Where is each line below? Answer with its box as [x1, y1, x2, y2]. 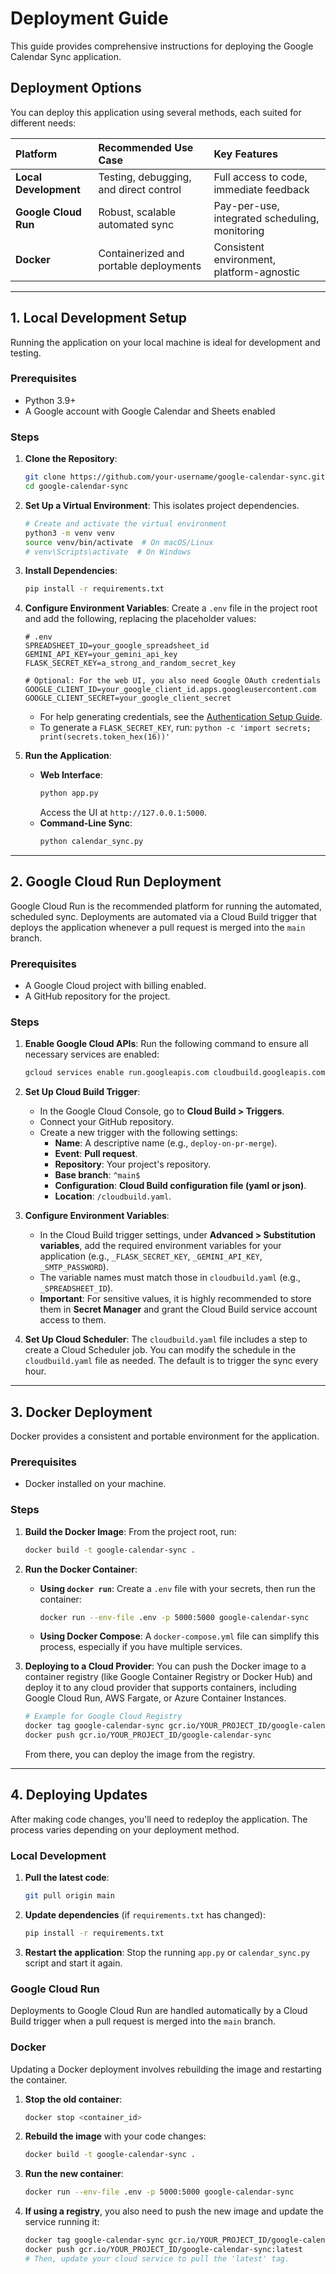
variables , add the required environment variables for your [39, 1240, 282, 1252]
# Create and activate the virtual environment [24, 518, 227, 529]
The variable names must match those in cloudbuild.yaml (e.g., [39, 1272, 301, 1284]
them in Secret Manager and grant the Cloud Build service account [39, 1303, 318, 1316]
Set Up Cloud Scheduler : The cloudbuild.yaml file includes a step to [24, 1333, 308, 1346]
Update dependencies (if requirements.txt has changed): [24, 1909, 266, 1921]
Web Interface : [39, 769, 103, 781]
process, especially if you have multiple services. [39, 1641, 243, 1653]
